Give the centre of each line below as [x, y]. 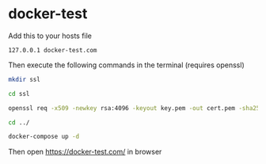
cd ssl [19, 93]
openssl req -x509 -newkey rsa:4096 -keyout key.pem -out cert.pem [122, 108]
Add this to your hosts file [50, 36]
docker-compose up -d [44, 137]
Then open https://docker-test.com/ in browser [85, 152]
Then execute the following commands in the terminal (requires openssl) [127, 65]
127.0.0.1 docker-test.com [53, 50]
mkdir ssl [25, 79]
